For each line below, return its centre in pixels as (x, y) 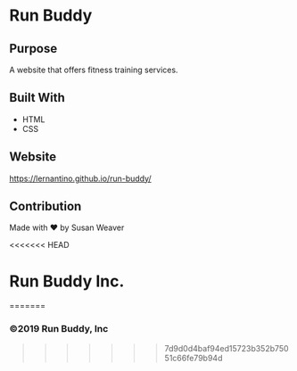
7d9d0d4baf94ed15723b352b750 (227, 348)
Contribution (45, 206)
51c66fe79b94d (194, 358)
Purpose (33, 49)
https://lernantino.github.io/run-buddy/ (80, 178)
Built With (37, 98)
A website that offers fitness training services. (94, 70)
